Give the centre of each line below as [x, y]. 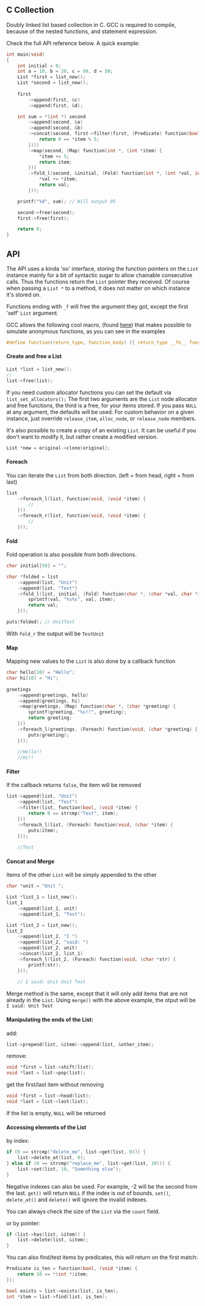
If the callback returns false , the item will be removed [74, 785]
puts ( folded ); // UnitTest [41, 622]
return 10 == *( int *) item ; [53, 1274]
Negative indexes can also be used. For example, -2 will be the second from [102, 1186]
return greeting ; [50, 718]
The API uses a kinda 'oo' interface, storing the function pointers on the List [102, 269]
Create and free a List [34, 356]
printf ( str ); [45, 965]
